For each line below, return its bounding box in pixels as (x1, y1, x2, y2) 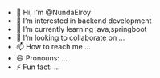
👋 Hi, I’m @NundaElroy (15, 8, 91, 17)
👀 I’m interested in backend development (15, 16, 152, 25)
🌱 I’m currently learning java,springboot (15, 25, 147, 33)
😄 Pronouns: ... (15, 53, 68, 63)
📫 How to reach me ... (15, 42, 91, 51)
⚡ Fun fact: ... (15, 62, 60, 72)
